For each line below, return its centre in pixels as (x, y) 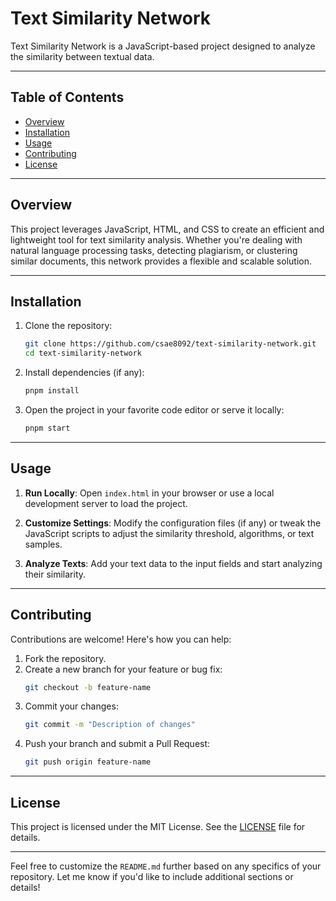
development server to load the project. (106, 503)
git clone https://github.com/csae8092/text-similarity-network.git (170, 344)
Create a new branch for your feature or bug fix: (123, 669)
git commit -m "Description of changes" (110, 725)
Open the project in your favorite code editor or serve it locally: (154, 410)
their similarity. (55, 574)
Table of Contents (67, 97)
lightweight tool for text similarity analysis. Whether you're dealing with (156, 239)
